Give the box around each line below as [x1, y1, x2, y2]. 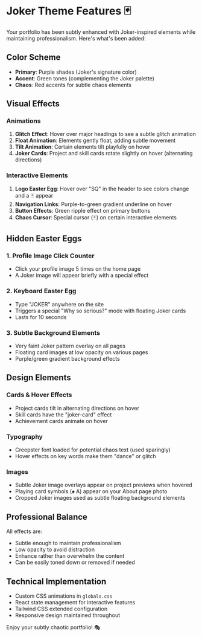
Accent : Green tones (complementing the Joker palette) [14, 74, 155, 82]
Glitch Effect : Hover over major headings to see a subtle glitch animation [14, 131, 196, 138]
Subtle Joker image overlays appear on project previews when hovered [14, 481, 193, 489]
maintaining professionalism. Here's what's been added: [6, 34, 146, 42]
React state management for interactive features [14, 598, 136, 606]
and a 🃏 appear [14, 192, 54, 199]
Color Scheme [6, 52, 61, 63]
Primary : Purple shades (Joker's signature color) [14, 68, 137, 76]
